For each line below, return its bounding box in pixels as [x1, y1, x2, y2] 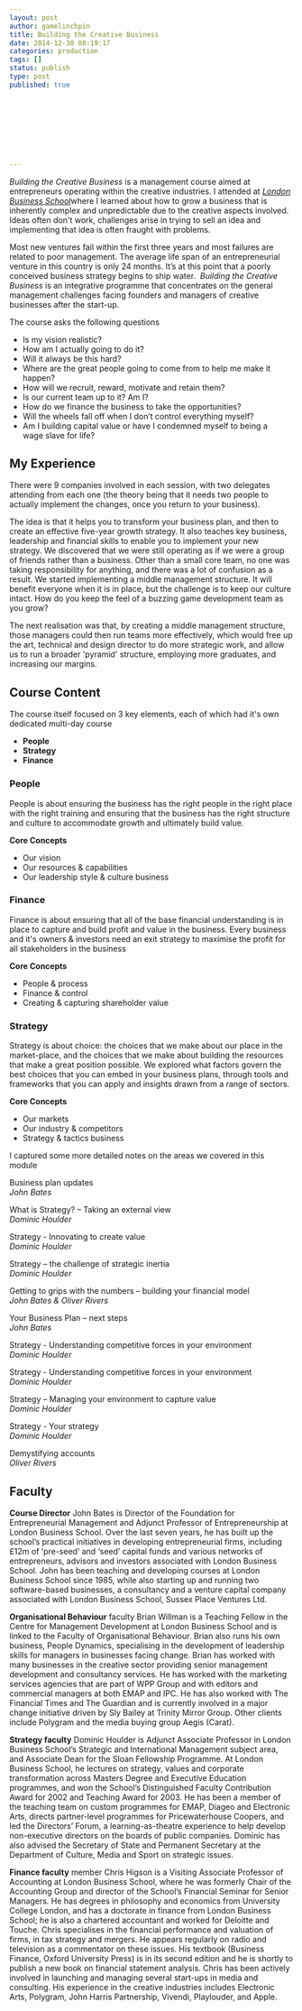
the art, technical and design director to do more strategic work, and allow [9, 640, 285, 650]
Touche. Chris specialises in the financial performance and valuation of [9, 1923, 274, 1935]
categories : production [9, 47, 99, 56]
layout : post [9, 13, 59, 23]
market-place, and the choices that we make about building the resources [9, 1050, 284, 1061]
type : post [9, 72, 50, 81]
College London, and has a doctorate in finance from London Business [9, 1905, 272, 1915]
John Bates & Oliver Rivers [9, 1296, 109, 1306]
